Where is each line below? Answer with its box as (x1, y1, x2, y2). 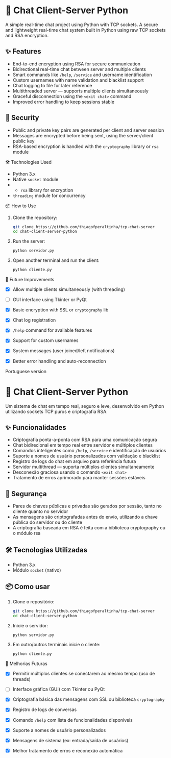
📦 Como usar (5, 582, 50, 591)
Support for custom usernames (12, 337, 79, 344)
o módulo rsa (12, 530, 41, 536)
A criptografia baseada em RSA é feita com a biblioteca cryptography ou (12, 525, 166, 531)
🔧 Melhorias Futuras (5, 661, 47, 667)
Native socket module (12, 176, 59, 182)
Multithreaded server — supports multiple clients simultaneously (12, 88, 149, 94)
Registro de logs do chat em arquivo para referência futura (12, 458, 136, 464)
